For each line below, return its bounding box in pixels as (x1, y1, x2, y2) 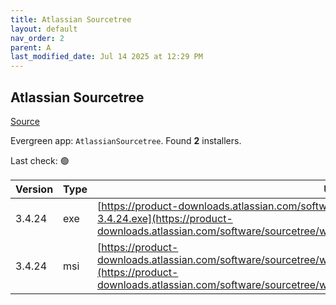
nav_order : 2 (10, 33, 65, 43)
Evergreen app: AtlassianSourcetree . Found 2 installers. (10, 134, 242, 146)
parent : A (10, 42, 52, 53)
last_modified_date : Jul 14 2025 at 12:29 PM (10, 52, 203, 62)
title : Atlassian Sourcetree (10, 14, 132, 25)
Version (15, 182, 54, 196)
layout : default (10, 24, 78, 34)
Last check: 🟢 (10, 154, 70, 166)
